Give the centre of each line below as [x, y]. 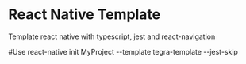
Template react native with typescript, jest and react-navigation [112, 36]
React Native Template [85, 15]
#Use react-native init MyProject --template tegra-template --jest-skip [123, 51]
